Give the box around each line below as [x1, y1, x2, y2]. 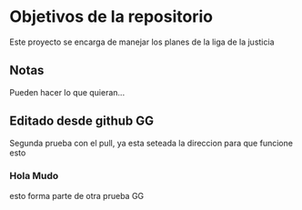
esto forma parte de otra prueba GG [9, 190, 145, 201]
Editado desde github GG [9, 114, 155, 129]
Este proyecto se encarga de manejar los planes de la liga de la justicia [9, 36, 275, 47]
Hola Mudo [9, 170, 59, 183]
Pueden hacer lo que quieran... [9, 86, 126, 97]
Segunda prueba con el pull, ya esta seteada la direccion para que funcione [9, 137, 294, 148]
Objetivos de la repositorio [9, 6, 214, 27]
